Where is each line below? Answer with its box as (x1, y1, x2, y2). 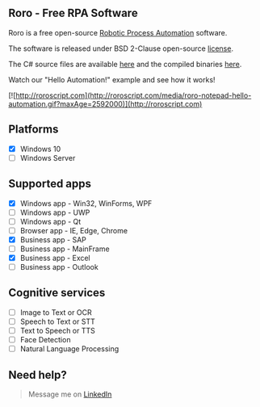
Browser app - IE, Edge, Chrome (19, 225, 128, 235)
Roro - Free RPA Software (8, 6, 139, 20)
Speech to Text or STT (19, 317, 95, 326)
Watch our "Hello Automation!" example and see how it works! (8, 74, 216, 84)
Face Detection (19, 335, 71, 345)
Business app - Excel (19, 253, 90, 262)
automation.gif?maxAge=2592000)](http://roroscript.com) (8, 99, 203, 108)
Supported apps (8, 177, 91, 191)
